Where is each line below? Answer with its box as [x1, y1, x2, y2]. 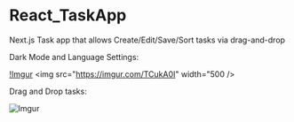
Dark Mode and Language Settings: [9, 51, 139, 62]
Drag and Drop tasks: [9, 86, 87, 96]
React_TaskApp [9, 5, 127, 26]
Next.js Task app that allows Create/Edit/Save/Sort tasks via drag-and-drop [9, 34, 286, 45]
